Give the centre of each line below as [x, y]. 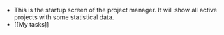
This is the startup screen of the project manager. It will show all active [115, 10]
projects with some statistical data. [64, 17]
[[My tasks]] [31, 24]
